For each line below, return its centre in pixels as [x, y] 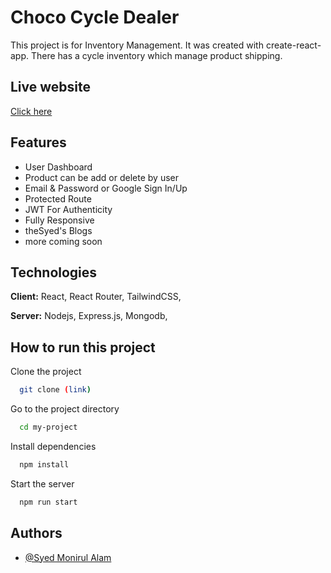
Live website [51, 87]
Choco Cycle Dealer [95, 17]
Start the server [42, 483]
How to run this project [83, 347]
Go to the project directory [65, 409]
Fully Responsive [59, 220]
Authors [36, 533]
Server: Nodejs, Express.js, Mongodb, [89, 316]
